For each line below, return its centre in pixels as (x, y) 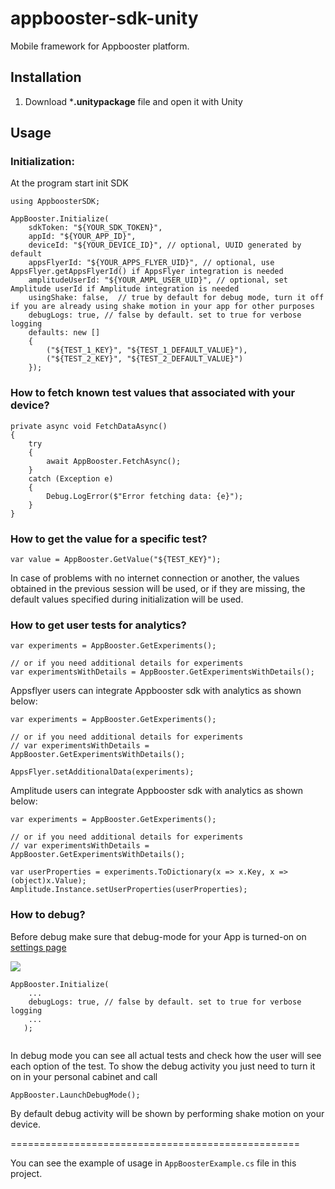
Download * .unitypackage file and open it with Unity (133, 101)
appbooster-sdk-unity (104, 18)
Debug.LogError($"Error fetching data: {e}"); (145, 496)
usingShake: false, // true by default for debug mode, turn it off (176, 298)
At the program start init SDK (69, 183)
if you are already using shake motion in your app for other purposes (162, 307)
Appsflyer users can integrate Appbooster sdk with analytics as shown (156, 691)
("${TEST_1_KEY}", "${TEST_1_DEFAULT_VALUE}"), (147, 350)
